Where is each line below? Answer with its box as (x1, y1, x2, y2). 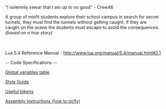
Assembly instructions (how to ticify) (5, 98, 81, 104)
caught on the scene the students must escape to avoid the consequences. (5, 24, 160, 30)
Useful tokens (5, 89, 34, 94)
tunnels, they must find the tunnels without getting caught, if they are (5, 19, 147, 25)
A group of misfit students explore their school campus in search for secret (5, 14, 159, 19)
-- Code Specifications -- (5, 60, 57, 65)
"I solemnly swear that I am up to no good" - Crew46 (5, 4, 113, 10)
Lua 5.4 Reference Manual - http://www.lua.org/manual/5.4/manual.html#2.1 (5, 50, 161, 56)
